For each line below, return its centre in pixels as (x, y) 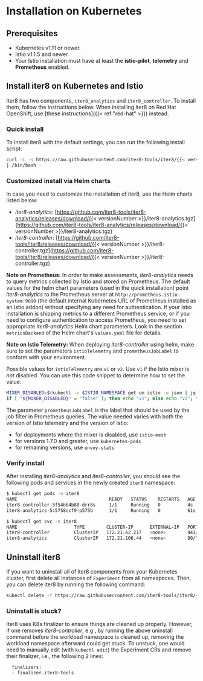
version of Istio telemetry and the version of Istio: (67, 423)
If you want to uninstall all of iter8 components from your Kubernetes (92, 572)
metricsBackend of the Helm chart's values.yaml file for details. (84, 333)
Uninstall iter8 (34, 557)
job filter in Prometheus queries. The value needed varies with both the (95, 416)
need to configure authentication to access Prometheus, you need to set (96, 320)
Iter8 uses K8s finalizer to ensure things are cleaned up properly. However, (99, 624)
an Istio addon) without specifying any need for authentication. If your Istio (99, 307)
